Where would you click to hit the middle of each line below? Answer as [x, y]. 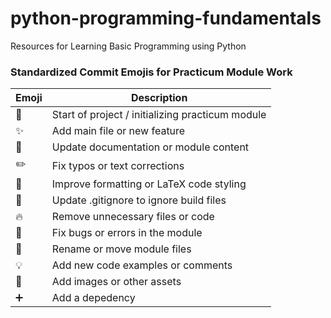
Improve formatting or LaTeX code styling [149, 184]
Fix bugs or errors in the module [127, 233]
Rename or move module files [121, 249]
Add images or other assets [116, 282]
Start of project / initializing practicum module [159, 115]
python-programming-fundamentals [166, 18]
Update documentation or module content [150, 147]
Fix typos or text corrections [118, 165]
